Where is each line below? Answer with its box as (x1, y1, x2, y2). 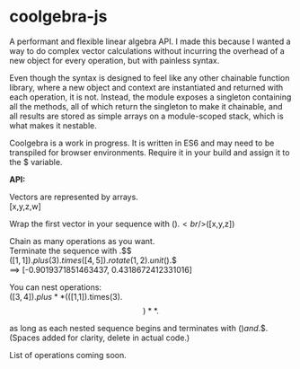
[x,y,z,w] (9, 200, 42, 212)
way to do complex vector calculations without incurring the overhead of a (9, 45, 285, 56)
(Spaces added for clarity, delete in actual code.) (9, 332, 190, 343)
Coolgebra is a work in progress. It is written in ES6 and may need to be (9, 137, 275, 148)
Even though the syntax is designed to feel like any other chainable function (9, 72, 290, 83)
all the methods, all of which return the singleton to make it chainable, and (9, 101, 283, 111)
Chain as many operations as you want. (9, 235, 155, 246)
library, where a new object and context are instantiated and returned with (9, 82, 284, 92)
